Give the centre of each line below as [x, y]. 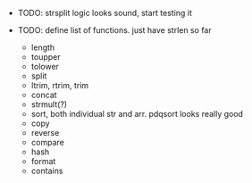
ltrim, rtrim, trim [60, 85]
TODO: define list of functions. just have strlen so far [114, 30]
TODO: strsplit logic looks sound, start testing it [105, 13]
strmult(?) [49, 104]
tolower [45, 67]
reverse [45, 133]
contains [47, 171]
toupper [46, 57]
